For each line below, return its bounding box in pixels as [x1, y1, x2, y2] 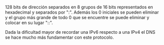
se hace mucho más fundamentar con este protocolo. [5, 34, 114, 40]
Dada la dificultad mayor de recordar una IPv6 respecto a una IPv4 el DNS [5, 29, 156, 35]
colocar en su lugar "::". [5, 20, 53, 25]
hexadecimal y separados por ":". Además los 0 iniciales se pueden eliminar [5, 9, 159, 15]
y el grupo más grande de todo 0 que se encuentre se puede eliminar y [5, 15, 149, 20]
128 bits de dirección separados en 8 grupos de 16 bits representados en [5, 4, 154, 10]
